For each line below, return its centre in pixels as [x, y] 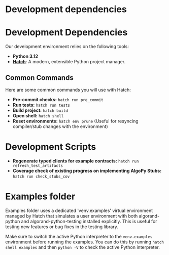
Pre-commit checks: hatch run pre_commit [58, 99]
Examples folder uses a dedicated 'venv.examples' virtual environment [79, 210]
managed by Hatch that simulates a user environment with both [72, 216]
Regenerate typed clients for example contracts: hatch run [76, 161]
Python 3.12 [25, 56]
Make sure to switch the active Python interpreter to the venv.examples [79, 236]
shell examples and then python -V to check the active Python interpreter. [82, 247]
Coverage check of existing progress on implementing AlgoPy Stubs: [87, 171]
